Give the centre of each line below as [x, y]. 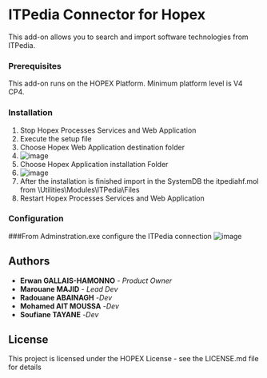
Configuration [36, 219]
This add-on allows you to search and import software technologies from [129, 37]
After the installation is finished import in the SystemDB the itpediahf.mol [139, 181]
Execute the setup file [56, 138]
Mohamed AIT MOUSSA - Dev [70, 306]
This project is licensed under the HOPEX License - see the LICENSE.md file [133, 359]
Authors [29, 261]
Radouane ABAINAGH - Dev [66, 297]
